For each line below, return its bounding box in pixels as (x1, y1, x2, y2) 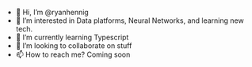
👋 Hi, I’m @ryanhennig (15, 8, 89, 17)
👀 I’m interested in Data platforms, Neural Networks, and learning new (15, 16, 244, 25)
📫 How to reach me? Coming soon (15, 50, 131, 59)
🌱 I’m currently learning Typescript (15, 32, 129, 42)
